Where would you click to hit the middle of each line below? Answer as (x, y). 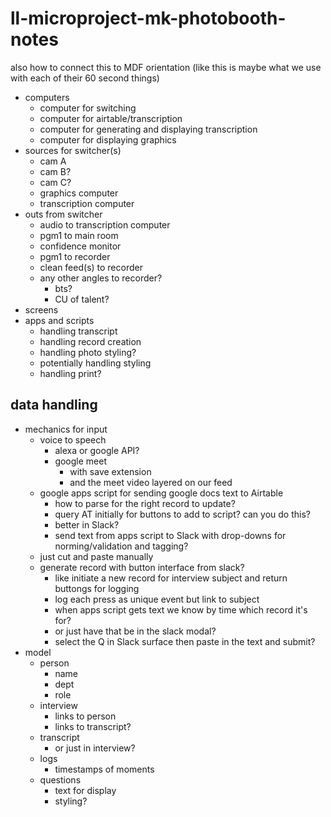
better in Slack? (87, 524)
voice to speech (73, 439)
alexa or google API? (97, 450)
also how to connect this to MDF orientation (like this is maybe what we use (166, 67)
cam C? (55, 182)
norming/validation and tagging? (121, 546)
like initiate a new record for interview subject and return (171, 578)
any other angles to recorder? (101, 278)
